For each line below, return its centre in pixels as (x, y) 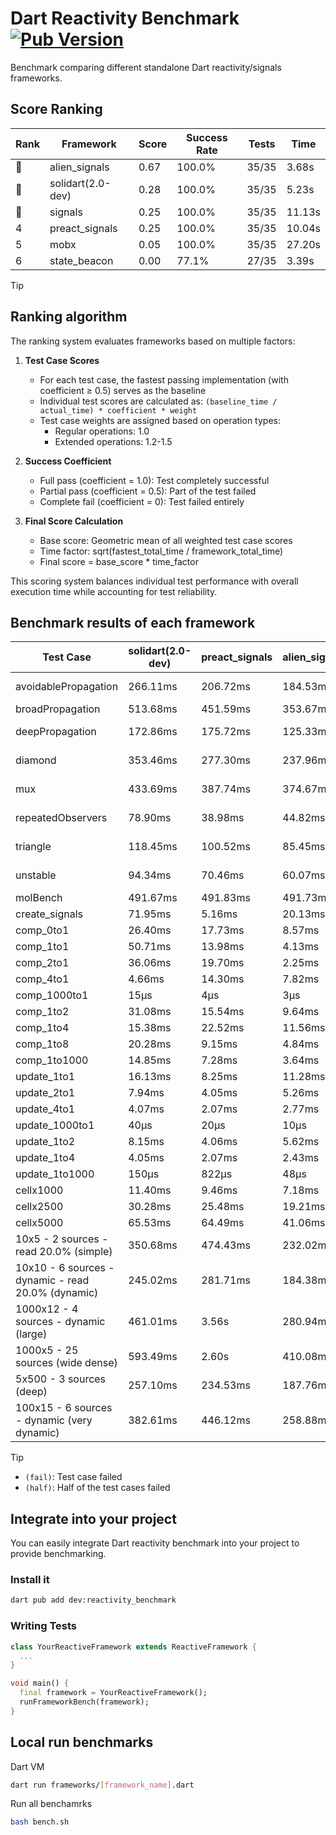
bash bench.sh (40, 1822)
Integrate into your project (93, 1518)
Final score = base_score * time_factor (119, 561)
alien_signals (79, 167)
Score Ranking (56, 109)
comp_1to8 (42, 1044)
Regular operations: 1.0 (102, 431)
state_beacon (81, 260)
